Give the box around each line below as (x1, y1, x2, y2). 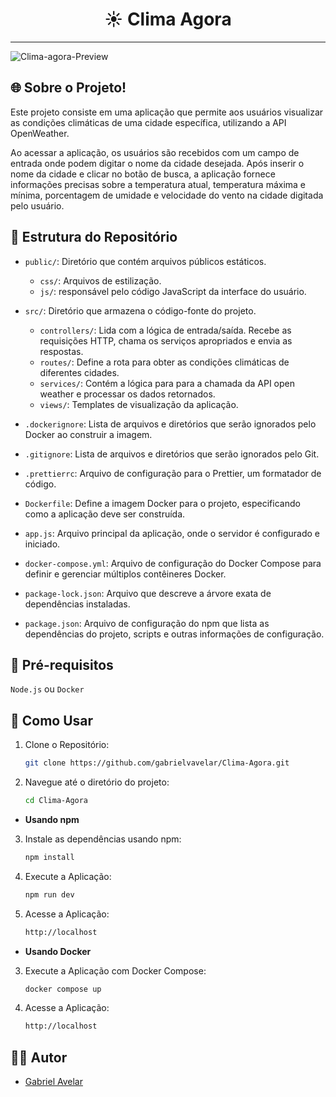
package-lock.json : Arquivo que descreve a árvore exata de (24, 587, 272, 599)
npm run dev (24, 889, 75, 900)
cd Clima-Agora (24, 796, 89, 806)
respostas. (39, 345, 84, 357)
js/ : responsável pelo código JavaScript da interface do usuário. (39, 285, 307, 297)
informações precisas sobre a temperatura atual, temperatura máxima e (10, 178, 307, 190)
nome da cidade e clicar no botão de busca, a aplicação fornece (10, 168, 276, 180)
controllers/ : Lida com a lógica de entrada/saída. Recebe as (39, 324, 292, 336)
